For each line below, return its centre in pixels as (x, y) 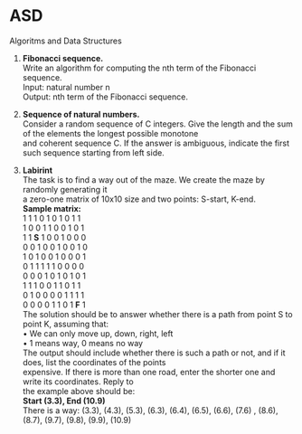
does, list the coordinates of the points (94, 362)
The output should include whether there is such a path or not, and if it (154, 353)
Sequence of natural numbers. (81, 114)
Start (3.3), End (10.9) (64, 401)
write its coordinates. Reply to (78, 382)
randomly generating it (65, 189)
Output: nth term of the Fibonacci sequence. (105, 97)
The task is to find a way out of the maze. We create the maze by (143, 179)
